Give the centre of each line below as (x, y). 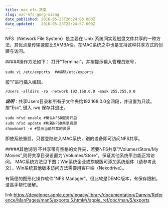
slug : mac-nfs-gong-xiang (32, 14)
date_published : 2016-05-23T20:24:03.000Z (50, 19)
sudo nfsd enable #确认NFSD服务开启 (41, 118)
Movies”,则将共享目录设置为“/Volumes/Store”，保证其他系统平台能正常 (78, 155)
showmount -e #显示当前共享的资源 (38, 129)
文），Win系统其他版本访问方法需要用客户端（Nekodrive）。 (66, 168)
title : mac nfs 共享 (26, 10)
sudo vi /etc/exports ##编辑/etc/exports (49, 72)
